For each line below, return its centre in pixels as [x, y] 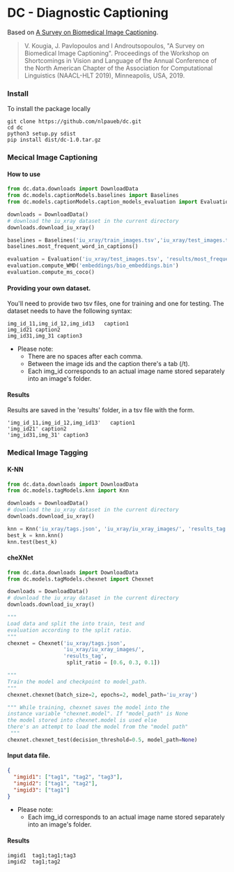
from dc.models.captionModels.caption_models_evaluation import [102, 202]
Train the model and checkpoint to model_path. [78, 682]
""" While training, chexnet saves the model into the [88, 707]
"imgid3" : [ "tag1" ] [42, 790]
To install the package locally [49, 109]
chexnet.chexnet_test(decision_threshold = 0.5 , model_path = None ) [102, 740]
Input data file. [29, 755]
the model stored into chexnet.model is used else [82, 720]
